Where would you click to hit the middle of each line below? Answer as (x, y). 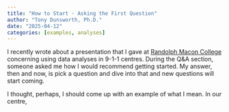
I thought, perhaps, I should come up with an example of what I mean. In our (114, 94)
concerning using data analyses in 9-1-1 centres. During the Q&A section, (110, 59)
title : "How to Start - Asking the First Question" (82, 13)
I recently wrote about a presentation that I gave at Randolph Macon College (114, 52)
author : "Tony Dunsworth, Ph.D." (55, 20)
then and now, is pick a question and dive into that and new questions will (110, 74)
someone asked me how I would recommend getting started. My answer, (110, 66)
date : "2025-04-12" (35, 26)
